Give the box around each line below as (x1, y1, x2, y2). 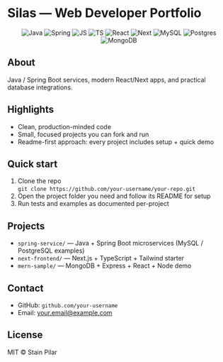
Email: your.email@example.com (17, 309, 113, 317)
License (7, 329, 43, 341)
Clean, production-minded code (17, 122, 112, 131)
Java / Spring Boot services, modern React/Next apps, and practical (7, 75, 207, 84)
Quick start (7, 158, 58, 170)
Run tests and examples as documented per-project (17, 199, 170, 208)
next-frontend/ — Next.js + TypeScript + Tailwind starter (17, 254, 185, 263)
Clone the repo (17, 177, 62, 185)
